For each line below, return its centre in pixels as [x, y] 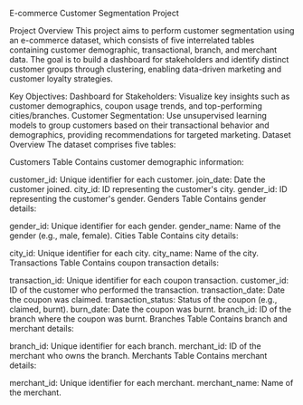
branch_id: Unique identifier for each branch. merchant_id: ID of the [135, 346]
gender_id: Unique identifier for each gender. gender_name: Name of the [145, 226]
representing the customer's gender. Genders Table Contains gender [138, 199]
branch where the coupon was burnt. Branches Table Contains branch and [148, 319]
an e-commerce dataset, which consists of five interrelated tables [132, 40]
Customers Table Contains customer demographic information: [127, 162]
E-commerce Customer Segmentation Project [94, 13]
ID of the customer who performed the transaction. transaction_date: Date [147, 290]
